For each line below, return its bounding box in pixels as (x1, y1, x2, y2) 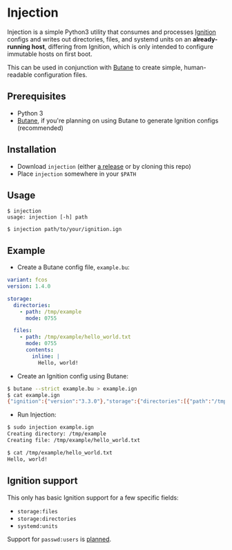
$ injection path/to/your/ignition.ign (7, 226, 122, 233)
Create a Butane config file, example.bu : (17, 263, 130, 271)
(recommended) (17, 123, 64, 132)
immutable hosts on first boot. (7, 50, 93, 58)
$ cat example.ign (7, 392, 60, 398)
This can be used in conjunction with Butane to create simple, (7, 63, 183, 71)
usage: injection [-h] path (7, 214, 88, 221)
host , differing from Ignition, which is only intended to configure (31, 42, 214, 51)
